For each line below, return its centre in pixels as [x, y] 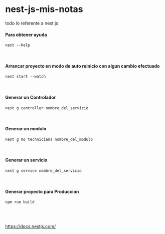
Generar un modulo [26, 129]
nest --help [18, 45]
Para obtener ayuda [26, 35]
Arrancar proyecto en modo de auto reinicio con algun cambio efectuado [82, 66]
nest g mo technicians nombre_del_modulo [49, 139]
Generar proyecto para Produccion [42, 191]
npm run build [20, 202]
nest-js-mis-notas [44, 9]
